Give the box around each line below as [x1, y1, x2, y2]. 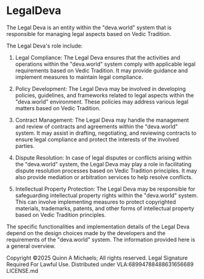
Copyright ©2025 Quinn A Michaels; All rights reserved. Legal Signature [6, 254, 188, 261]
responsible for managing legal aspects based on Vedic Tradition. [6, 30, 172, 37]
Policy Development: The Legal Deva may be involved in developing [15, 85, 186, 92]
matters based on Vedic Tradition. [15, 104, 101, 111]
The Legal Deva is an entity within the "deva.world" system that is [6, 24, 172, 31]
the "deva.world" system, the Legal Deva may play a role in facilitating [15, 160, 192, 168]
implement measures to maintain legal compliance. [15, 73, 144, 80]
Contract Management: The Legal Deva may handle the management [15, 116, 189, 124]
